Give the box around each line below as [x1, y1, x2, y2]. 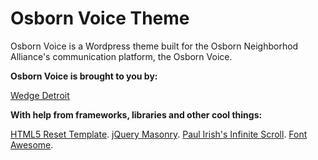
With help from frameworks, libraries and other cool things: [10, 108, 263, 121]
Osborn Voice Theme [10, 7, 190, 30]
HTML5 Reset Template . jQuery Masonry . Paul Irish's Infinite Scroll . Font [10, 128, 308, 140]
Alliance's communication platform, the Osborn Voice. [10, 50, 233, 62]
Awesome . [10, 138, 54, 151]
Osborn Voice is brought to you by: [10, 70, 158, 82]
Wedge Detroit [10, 89, 70, 101]
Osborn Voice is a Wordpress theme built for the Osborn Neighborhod [10, 40, 299, 52]
